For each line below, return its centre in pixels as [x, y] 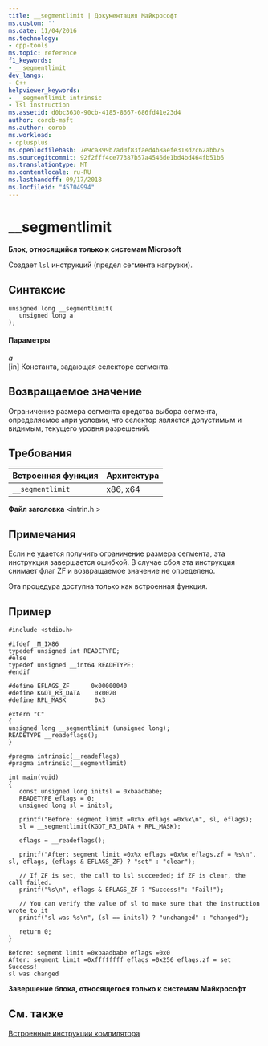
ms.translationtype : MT [48, 165]
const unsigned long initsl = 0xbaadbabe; [91, 791]
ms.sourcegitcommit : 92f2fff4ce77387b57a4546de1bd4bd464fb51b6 [116, 157]
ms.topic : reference [43, 53]
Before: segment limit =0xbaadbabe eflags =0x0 [89, 953]
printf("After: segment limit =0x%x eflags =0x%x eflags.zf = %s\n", [138, 854]
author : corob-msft [41, 120]
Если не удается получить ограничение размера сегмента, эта [117, 553]
